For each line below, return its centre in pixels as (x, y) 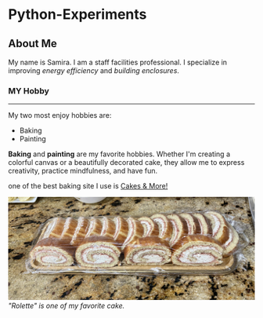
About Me (32, 44)
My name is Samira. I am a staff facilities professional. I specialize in (118, 62)
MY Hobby (29, 90)
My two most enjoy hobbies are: (60, 115)
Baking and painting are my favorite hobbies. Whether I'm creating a (119, 154)
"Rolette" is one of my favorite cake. (67, 306)
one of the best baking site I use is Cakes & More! (88, 186)
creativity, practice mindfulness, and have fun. (83, 171)
